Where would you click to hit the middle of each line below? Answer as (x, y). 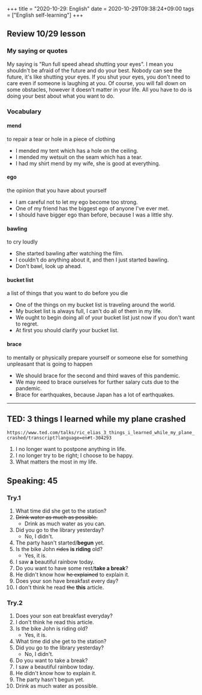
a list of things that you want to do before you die (67, 293)
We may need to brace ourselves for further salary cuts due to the (97, 382)
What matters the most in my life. (56, 462)
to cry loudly (22, 242)
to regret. (27, 324)
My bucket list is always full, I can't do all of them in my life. (89, 311)
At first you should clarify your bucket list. (67, 330)
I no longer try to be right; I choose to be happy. (74, 456)
